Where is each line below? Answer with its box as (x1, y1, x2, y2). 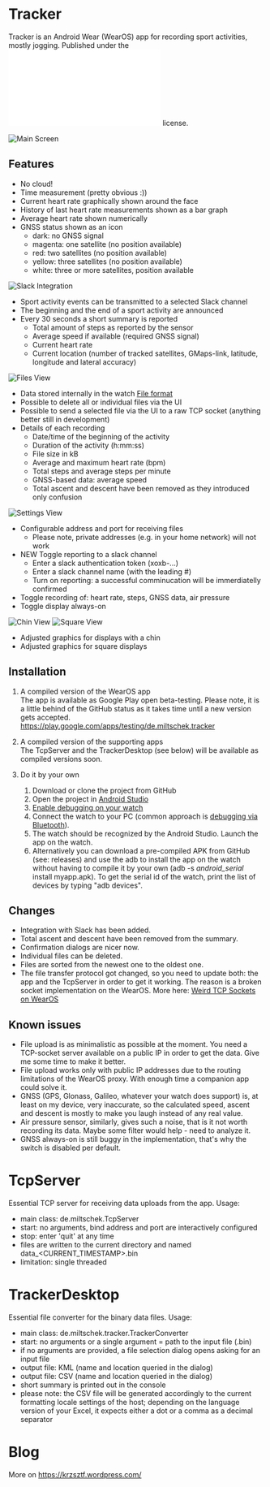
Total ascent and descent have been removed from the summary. (19, 934, 239, 944)
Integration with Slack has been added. (19, 925, 152, 935)
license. (161, 118, 189, 128)
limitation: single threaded (19, 1257, 107, 1267)
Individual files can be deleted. (19, 951, 123, 961)
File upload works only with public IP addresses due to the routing (19, 1066, 242, 1075)
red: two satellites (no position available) (32, 248, 168, 257)
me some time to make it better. (19, 1057, 126, 1066)
